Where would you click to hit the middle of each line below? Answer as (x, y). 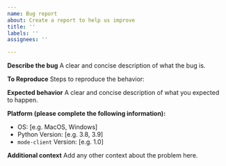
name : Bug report (32, 14)
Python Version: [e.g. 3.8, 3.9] (60, 135)
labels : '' (23, 33)
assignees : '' (28, 40)
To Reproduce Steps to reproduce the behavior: (76, 79)
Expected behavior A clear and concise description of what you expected (113, 93)
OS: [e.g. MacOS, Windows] (57, 127)
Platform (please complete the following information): (87, 114)
